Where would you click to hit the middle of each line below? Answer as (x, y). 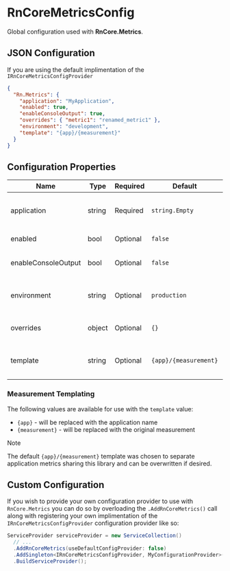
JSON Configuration (51, 53)
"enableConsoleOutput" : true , (63, 114)
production (169, 295)
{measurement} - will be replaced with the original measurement (106, 429)
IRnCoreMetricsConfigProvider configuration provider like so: (93, 523)
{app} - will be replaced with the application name (87, 422)
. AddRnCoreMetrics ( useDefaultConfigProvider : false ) (90, 549)
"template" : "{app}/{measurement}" (70, 133)
